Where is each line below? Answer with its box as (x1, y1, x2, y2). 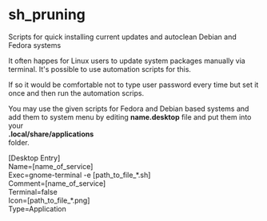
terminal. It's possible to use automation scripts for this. (8, 64, 192, 73)
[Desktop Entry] (8, 153, 61, 163)
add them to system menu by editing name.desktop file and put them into (8, 112, 252, 121)
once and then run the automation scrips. (8, 88, 145, 97)
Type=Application (8, 203, 66, 213)
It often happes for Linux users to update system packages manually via (8, 56, 245, 65)
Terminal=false (8, 187, 58, 196)
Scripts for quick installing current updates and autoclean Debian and (8, 32, 237, 41)
